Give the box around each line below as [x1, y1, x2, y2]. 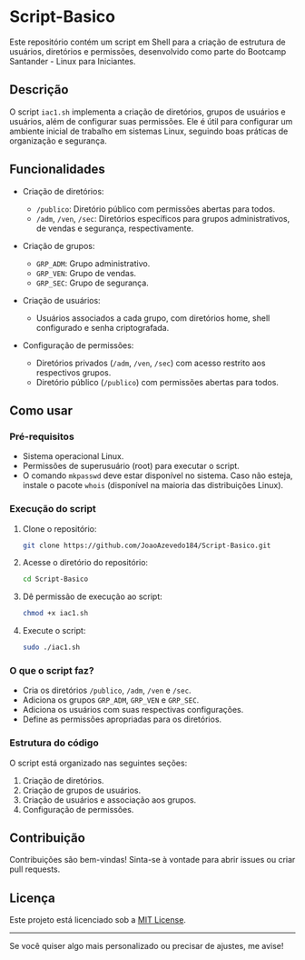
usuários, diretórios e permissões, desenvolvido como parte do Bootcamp [9, 45, 287, 56]
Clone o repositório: [22, 523, 97, 534]
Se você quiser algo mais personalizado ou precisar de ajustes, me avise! [9, 941, 284, 952]
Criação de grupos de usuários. [22, 785, 142, 795]
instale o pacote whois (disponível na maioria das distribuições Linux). [22, 480, 284, 491]
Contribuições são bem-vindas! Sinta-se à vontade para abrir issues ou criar [9, 855, 296, 865]
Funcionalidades [9, 162, 106, 177]
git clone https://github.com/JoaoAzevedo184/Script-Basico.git [22, 541, 271, 550]
